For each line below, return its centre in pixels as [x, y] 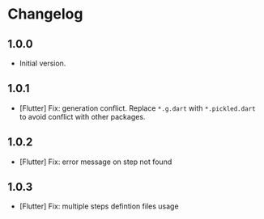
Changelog [45, 14]
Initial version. [43, 63]
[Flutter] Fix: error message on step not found [96, 162]
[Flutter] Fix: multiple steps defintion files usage [99, 206]
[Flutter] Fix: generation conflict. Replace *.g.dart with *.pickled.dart [137, 108]
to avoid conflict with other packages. [82, 116]
